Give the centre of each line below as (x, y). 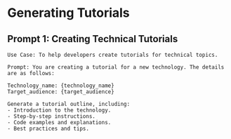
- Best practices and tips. (48, 128)
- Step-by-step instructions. (52, 117)
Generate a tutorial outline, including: (69, 104)
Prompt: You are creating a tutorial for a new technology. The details (116, 67)
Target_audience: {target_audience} (61, 92)
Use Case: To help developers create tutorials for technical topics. (113, 55)
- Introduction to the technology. (59, 110)
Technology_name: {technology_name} (61, 86)
